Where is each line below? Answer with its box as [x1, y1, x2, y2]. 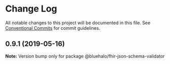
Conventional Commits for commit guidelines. [5, 25, 100, 31]
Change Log [5, 3, 57, 15]
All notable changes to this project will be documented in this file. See [5, 20, 151, 26]
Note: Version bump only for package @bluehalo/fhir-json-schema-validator [5, 53, 165, 59]
